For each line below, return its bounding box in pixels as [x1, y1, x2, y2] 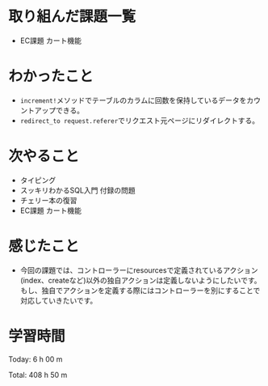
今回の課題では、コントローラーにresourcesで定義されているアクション [19, 265, 258, 275]
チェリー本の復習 [19, 195, 77, 205]
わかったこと [8, 67, 94, 86]
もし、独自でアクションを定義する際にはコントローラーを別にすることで [19, 285, 261, 295]
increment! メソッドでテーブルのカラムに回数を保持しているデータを [19, 95, 247, 105]
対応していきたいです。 [19, 295, 98, 305]
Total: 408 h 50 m [8, 370, 68, 380]
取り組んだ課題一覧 [8, 7, 136, 26]
